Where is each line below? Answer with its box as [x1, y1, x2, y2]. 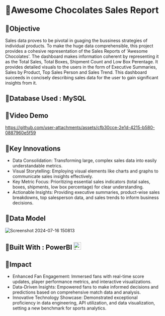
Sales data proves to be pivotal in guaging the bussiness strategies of [5, 37, 148, 43]
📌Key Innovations [5, 144, 61, 153]
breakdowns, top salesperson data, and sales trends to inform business [12, 194, 159, 201]
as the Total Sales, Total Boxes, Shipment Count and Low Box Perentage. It [5, 59, 158, 64]
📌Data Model [5, 214, 46, 223]
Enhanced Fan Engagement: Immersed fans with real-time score [12, 274, 144, 280]
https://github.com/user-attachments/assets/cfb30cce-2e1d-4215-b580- [5, 125, 155, 131]
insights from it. [5, 80, 37, 86]
